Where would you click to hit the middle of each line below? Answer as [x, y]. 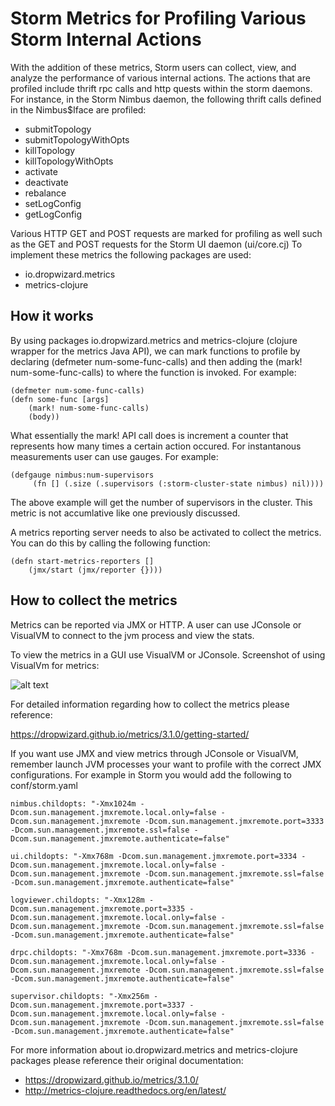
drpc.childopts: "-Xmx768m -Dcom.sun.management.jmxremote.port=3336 [158, 952]
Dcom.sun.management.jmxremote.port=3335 [98, 908]
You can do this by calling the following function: [110, 543]
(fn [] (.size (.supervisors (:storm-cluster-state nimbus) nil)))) [178, 483]
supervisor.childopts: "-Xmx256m [80, 996]
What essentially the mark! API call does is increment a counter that [149, 435]
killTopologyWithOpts [69, 161]
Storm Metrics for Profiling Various [158, 18]
